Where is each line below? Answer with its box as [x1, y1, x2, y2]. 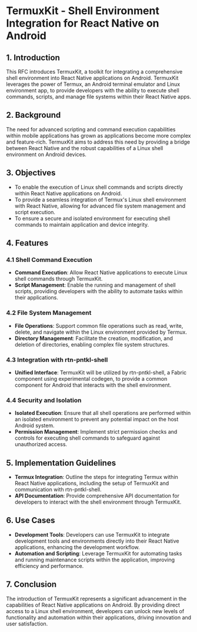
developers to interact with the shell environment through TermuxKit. [14, 498, 182, 505]
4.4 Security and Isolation [6, 396, 82, 404]
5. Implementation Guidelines [6, 458, 116, 468]
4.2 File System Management [6, 309, 92, 317]
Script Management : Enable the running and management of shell [14, 281, 176, 289]
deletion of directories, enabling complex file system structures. [14, 341, 169, 348]
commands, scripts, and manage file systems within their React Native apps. [6, 93, 191, 100]
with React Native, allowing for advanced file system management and [14, 202, 186, 209]
